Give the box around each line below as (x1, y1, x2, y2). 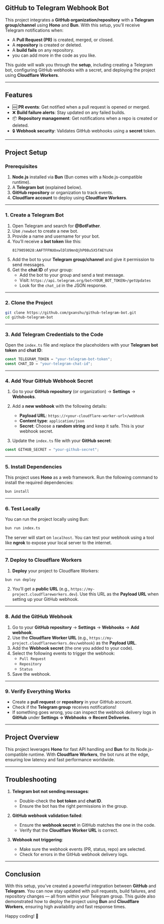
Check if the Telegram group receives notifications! (12, 704, 117, 710)
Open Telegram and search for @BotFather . (12, 222, 102, 229)
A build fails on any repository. (12, 47, 75, 53)
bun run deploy (5, 577, 36, 582)
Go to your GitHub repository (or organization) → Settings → (12, 389, 136, 394)
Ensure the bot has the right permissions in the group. (19, 803, 128, 809)
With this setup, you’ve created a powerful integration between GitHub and (5, 883, 156, 889)
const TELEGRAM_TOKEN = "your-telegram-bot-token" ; (5, 356, 112, 361)
